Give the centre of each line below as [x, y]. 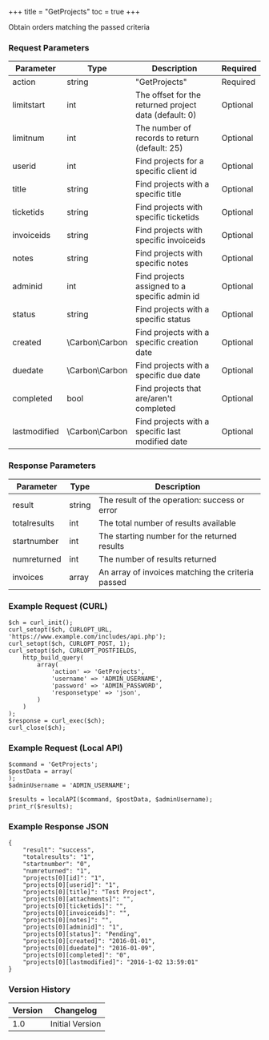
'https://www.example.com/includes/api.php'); [87, 636]
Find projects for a [169, 161]
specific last [158, 432]
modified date [161, 441]
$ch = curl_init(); [41, 623]
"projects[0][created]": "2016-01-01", [89, 941]
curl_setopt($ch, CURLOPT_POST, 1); [69, 643]
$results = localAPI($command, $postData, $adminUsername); [111, 800]
